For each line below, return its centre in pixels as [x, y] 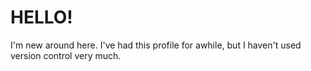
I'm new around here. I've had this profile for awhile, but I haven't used [156, 45]
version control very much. [66, 55]
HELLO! [41, 17]
